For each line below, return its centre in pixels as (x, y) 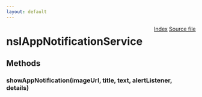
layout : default (26, 12)
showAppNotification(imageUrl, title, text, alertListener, (89, 80)
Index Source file (175, 29)
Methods (23, 63)
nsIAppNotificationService (75, 41)
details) (17, 88)
